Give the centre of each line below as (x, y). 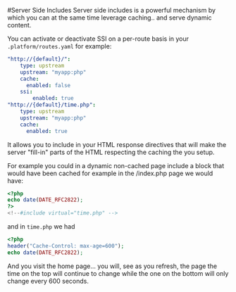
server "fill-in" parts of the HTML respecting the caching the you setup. (111, 152)
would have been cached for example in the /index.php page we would (110, 173)
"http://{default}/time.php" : (52, 105)
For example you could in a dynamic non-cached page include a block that (116, 165)
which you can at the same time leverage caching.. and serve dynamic (110, 18)
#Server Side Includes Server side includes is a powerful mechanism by (112, 10)
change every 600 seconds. (48, 281)
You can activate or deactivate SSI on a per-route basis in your (98, 39)
